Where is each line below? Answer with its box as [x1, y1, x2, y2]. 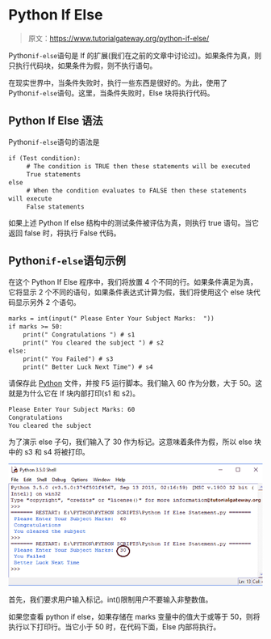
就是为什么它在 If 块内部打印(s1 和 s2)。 [8, 388, 140, 398]
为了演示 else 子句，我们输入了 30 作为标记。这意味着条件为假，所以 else [8, 437, 252, 446]
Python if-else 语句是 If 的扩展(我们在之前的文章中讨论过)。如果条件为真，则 [8, 50, 262, 60]
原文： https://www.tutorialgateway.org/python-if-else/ [27, 33, 210, 43]
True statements [26, 170, 81, 179]
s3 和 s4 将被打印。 [23, 446, 90, 456]
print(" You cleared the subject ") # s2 [23, 338, 164, 347]
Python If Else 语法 [8, 114, 103, 128]
